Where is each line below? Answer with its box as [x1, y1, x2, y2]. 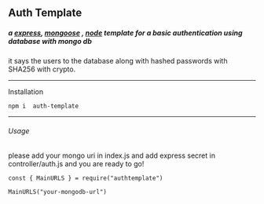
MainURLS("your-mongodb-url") [8, 188, 108, 195]
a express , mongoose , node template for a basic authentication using [8, 27, 243, 38]
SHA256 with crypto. [8, 64, 76, 74]
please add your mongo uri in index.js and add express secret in [8, 151, 216, 160]
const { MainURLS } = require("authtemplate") [8, 174, 163, 182]
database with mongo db [8, 36, 92, 46]
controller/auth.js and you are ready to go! [8, 158, 145, 168]
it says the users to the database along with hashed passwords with [8, 56, 228, 66]
